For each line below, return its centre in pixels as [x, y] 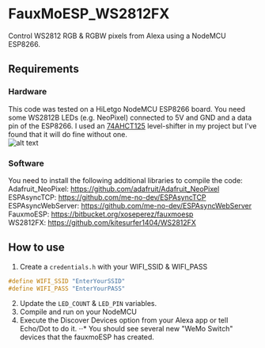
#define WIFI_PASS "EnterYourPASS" [67, 289]
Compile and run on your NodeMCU [78, 312]
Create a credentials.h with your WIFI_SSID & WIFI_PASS [114, 266]
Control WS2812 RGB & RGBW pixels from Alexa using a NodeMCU [117, 36]
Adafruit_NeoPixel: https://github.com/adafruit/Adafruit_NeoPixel [114, 189]
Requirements [44, 69]
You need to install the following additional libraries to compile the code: [125, 180]
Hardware [28, 92]
